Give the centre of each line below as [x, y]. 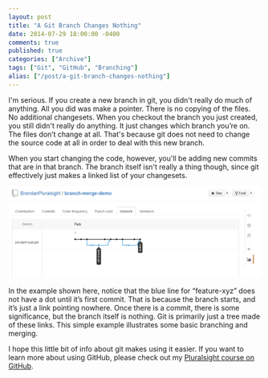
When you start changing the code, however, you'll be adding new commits [133, 158]
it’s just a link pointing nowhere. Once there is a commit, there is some [124, 308]
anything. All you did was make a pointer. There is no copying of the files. [130, 108]
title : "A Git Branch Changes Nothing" [75, 25]
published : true [35, 51]
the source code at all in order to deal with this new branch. [107, 142]
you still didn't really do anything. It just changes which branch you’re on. [129, 125]
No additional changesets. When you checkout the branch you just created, [133, 117]
